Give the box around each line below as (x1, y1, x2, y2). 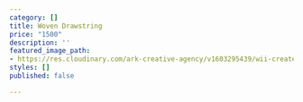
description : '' (9, 38, 70, 47)
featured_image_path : (9, 47, 91, 55)
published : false (9, 72, 75, 81)
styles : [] (9, 64, 50, 72)
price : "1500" (9, 30, 63, 38)
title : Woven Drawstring (9, 21, 103, 30)
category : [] (9, 13, 59, 22)
